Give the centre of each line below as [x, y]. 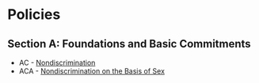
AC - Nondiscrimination [57, 62]
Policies [34, 15]
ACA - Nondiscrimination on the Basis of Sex [92, 71]
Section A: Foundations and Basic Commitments [129, 44]
